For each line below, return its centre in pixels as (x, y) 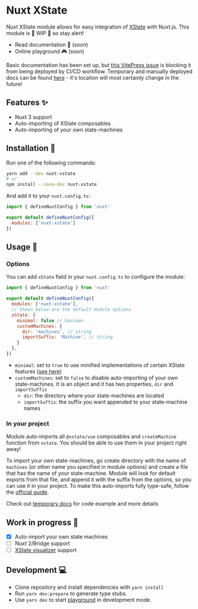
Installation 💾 (31, 148)
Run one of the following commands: (51, 162)
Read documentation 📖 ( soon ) (51, 45)
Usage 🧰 (22, 247)
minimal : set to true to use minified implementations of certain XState (100, 365)
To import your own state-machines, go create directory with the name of (96, 460)
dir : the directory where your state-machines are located (94, 395)
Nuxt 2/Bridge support (42, 544)
